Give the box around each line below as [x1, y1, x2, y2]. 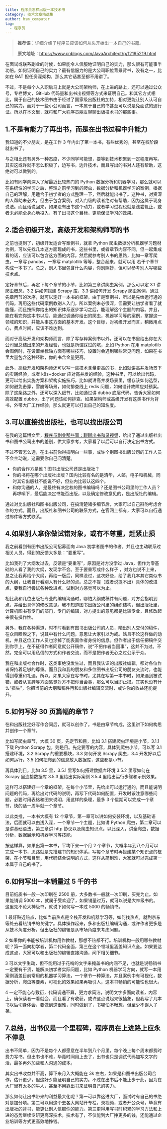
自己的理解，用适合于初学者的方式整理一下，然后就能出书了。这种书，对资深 [5, 191, 162, 197]
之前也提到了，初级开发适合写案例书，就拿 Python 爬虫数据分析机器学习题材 [5, 240, 162, 246]
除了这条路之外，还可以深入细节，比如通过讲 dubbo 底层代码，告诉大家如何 [5, 390, 161, 396]
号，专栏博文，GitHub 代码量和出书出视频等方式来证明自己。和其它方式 [5, 90, 152, 96]
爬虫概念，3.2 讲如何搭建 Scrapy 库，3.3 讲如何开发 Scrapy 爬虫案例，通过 [5, 288, 159, 294]
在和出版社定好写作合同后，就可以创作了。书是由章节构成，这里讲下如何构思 [5, 722, 162, 727]
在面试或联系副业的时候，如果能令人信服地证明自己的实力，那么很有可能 [5, 61, 153, 67]
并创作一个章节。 [5, 727, 40, 733]
